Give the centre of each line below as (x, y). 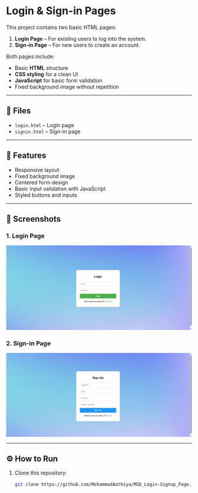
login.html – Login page (44, 125)
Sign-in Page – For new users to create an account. (77, 45)
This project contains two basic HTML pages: (61, 27)
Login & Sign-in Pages (61, 11)
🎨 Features (26, 156)
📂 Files (19, 111)
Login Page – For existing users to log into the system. (80, 38)
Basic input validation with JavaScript (60, 189)
